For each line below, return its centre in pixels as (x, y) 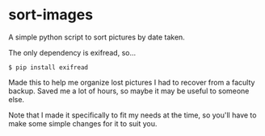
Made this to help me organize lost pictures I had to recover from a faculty (132, 82)
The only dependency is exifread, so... (72, 52)
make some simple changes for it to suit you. (83, 123)
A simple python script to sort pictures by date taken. (97, 37)
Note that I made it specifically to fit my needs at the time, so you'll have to (132, 115)
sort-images (51, 15)
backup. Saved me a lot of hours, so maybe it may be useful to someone (129, 91)
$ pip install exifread (48, 67)
